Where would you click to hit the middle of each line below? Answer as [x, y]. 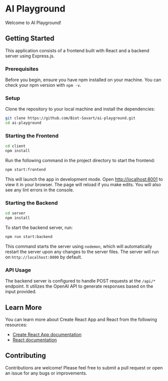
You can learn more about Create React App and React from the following [81, 320]
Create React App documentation [47, 335]
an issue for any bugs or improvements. [46, 373]
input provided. [21, 292]
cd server [16, 213]
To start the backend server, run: [39, 228]
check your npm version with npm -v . [43, 85]
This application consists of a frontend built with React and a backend [77, 50]
